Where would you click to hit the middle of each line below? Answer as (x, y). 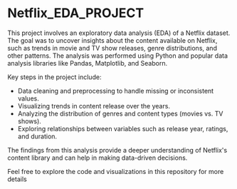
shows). (29, 121)
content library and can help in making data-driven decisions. (98, 158)
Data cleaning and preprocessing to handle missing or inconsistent (116, 91)
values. (28, 98)
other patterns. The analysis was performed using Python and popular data (117, 56)
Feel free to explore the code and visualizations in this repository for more (116, 171)
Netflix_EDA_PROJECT (76, 13)
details (17, 179)
